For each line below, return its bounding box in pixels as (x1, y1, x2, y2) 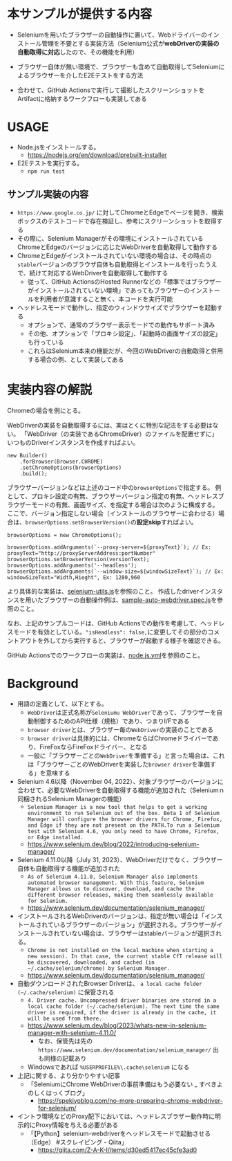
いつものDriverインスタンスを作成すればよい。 (7, 438, 139, 446)
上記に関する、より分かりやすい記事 (17, 1071, 121, 1079)
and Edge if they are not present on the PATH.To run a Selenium (27, 821, 220, 829)
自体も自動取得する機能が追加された (17, 864, 121, 872)
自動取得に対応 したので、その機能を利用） (17, 48, 139, 56)
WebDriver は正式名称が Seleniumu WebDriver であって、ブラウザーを (27, 708, 217, 716)
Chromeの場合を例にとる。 (7, 406, 85, 414)
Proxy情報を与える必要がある (35, 1120, 119, 1128)
